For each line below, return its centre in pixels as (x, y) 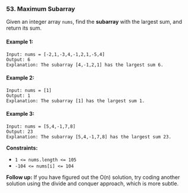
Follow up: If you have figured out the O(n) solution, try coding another (93, 177)
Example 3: (20, 114)
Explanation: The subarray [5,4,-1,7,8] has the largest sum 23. (89, 137)
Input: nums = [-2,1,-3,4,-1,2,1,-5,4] (56, 54)
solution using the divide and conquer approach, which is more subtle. (93, 183)
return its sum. (24, 28)
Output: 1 (18, 96)
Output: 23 (20, 132)
